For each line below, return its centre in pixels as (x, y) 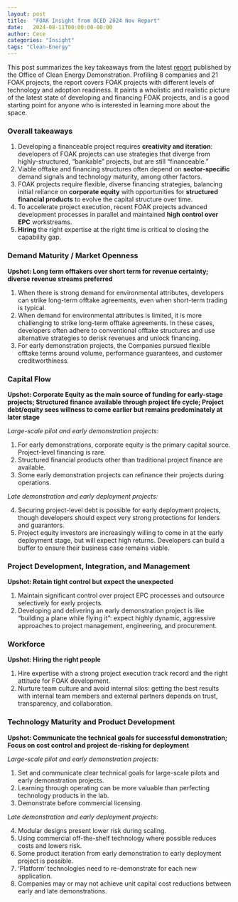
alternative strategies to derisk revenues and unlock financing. (109, 338)
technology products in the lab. (63, 795)
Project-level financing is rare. (62, 452)
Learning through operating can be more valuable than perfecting (114, 787)
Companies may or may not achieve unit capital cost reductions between (124, 884)
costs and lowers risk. (50, 845)
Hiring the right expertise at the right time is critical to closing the (113, 230)
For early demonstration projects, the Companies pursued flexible (114, 345)
